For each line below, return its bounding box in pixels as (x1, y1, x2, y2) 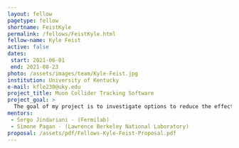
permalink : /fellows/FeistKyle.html (7, 30, 116, 38)
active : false (7, 43, 50, 51)
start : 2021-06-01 (10, 57, 65, 64)
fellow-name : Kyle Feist (7, 37, 81, 44)
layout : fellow (7, 10, 53, 18)
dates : (7, 51, 27, 58)
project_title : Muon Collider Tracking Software (7, 90, 154, 97)
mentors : (7, 110, 33, 117)
